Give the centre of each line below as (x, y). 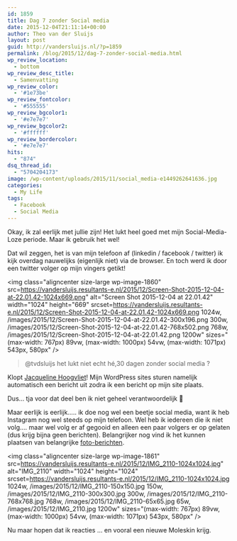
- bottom (27, 67)
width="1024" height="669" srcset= (60, 304)
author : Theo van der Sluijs (50, 34)
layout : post (27, 40)
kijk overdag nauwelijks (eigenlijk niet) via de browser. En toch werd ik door (117, 260)
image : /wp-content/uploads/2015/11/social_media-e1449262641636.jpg (112, 179)
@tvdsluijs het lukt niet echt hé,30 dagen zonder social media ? (117, 363)
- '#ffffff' (32, 133)
